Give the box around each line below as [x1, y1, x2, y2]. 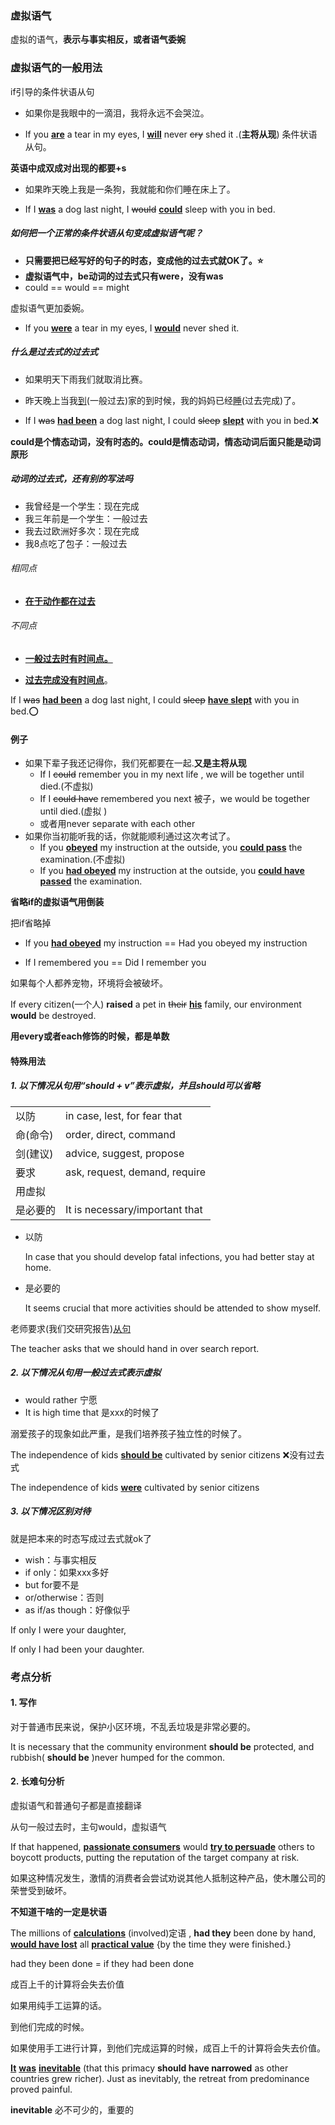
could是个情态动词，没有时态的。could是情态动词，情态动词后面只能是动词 [10, 435, 322, 447]
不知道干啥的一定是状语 [10, 1905, 107, 1917]
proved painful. [10, 2083, 73, 2095]
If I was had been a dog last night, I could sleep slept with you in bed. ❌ [24, 414, 319, 426]
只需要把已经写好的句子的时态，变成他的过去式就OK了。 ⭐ [24, 254, 264, 266]
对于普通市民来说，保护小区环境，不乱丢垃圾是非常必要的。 [10, 1720, 256, 1732]
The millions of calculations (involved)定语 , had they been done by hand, [10, 1927, 317, 1939]
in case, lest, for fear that [65, 1108, 183, 1122]
